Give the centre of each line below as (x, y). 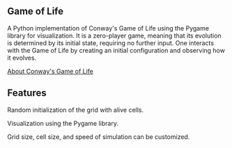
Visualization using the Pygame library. (63, 123)
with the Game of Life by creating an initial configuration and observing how (116, 50)
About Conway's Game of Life (51, 71)
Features (27, 93)
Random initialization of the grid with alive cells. (76, 110)
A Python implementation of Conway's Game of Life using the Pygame (108, 28)
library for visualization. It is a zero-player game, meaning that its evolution (114, 35)
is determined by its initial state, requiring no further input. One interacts (111, 43)
